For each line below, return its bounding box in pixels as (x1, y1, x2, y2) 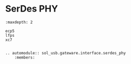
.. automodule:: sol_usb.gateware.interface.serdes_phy (5, 50, 126, 55)
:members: (14, 55, 36, 60)
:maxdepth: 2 (5, 20, 33, 25)
